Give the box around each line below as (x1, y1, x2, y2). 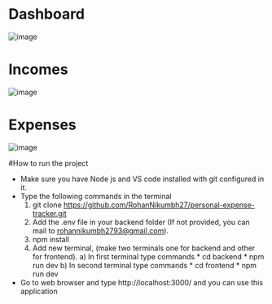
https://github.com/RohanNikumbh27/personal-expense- (64, 200, 255, 210)
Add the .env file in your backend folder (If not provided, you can (32, 217, 250, 227)
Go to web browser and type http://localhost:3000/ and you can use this (20, 277, 263, 287)
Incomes (8, 60, 68, 79)
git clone (32, 200, 63, 210)
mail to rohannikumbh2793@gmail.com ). (32, 225, 169, 236)
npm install (32, 234, 69, 244)
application (20, 286, 59, 296)
